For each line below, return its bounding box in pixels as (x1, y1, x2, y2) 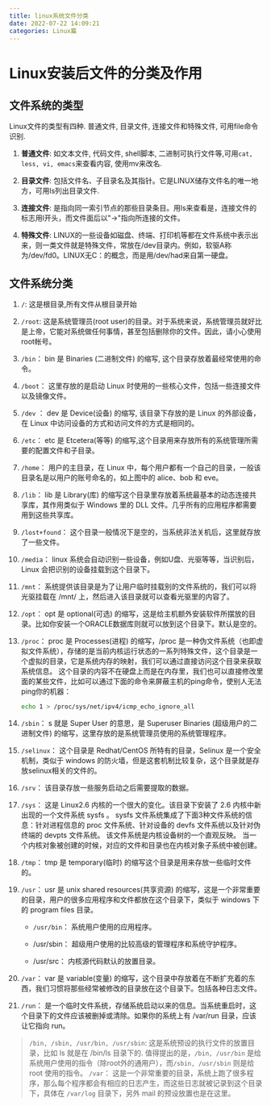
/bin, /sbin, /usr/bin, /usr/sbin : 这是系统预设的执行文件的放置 (28, 1038, 248, 1048)
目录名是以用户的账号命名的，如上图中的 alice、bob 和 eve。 (20, 473, 223, 482)
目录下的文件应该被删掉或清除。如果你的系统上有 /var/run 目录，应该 (27, 1011, 257, 1020)
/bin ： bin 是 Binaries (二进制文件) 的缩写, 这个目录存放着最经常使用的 (20, 354, 255, 364)
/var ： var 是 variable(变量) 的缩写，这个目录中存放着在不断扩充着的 (20, 974, 248, 983)
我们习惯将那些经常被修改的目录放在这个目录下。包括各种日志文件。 (35, 983, 261, 993)
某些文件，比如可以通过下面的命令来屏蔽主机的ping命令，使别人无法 (35, 677, 262, 687)
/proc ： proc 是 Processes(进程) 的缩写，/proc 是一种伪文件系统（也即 (20, 636, 256, 646)
